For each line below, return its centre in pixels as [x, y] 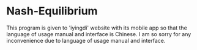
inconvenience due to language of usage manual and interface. [86, 40]
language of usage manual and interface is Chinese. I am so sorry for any [99, 34]
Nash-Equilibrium [52, 11]
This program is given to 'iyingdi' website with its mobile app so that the [97, 28]
